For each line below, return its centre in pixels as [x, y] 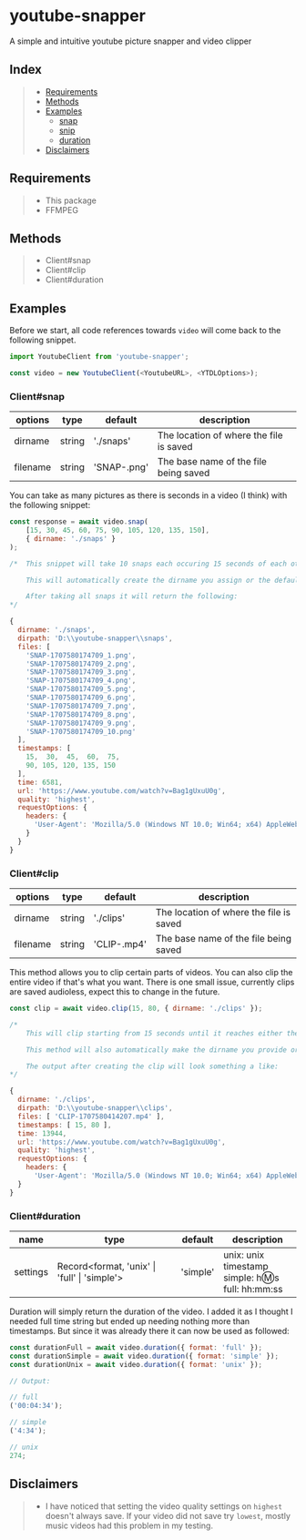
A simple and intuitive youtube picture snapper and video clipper [131, 41]
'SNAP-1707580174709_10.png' [81, 731]
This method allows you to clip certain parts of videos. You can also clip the [151, 973]
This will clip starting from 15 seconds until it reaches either [154, 1033]
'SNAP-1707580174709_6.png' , [81, 698]
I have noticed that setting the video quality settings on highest [163, 1506]
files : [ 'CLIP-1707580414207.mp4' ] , [92, 1117]
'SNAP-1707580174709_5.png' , [81, 689]
